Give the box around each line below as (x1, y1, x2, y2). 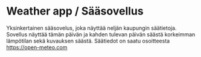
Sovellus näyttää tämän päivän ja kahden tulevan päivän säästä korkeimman (6, 30, 196, 38)
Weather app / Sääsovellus (6, 4, 144, 18)
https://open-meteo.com (6, 44, 68, 51)
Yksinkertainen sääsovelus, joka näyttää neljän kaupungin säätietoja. (6, 24, 177, 32)
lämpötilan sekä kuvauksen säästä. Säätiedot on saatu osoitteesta (6, 37, 170, 44)
